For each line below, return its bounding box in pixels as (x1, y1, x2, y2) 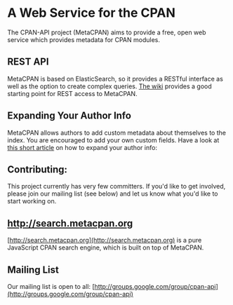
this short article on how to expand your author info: (7, 143, 158, 151)
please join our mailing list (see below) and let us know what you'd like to (7, 189, 218, 198)
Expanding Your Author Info (7, 110, 132, 122)
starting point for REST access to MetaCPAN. (7, 89, 138, 97)
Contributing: (7, 163, 68, 175)
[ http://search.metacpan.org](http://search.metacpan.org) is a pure (7, 236, 202, 245)
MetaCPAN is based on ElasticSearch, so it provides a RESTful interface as (7, 74, 223, 83)
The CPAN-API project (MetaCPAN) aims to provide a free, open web (7, 28, 206, 36)
